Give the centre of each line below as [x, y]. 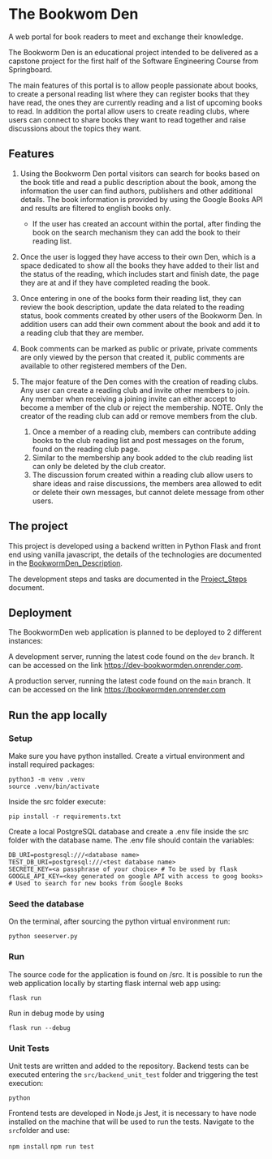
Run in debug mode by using [56, 1013]
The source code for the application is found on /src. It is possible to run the [136, 974]
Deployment [40, 612]
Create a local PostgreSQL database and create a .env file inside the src [129, 832]
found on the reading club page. [86, 449]
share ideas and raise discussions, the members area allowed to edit [147, 483]
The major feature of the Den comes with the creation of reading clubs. [139, 381]
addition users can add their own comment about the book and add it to [140, 324]
